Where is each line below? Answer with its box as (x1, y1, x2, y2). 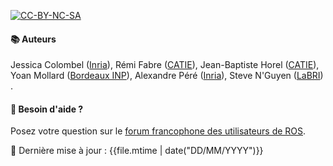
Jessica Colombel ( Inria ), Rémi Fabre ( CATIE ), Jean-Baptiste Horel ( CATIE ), (10, 59, 320, 71)
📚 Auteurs (10, 33, 57, 45)
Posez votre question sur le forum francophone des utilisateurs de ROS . (10, 125, 307, 137)
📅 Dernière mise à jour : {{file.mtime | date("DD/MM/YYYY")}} (10, 145, 264, 157)
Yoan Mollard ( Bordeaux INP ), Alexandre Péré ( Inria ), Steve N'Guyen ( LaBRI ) (10, 70, 324, 82)
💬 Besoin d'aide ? (10, 103, 84, 115)
